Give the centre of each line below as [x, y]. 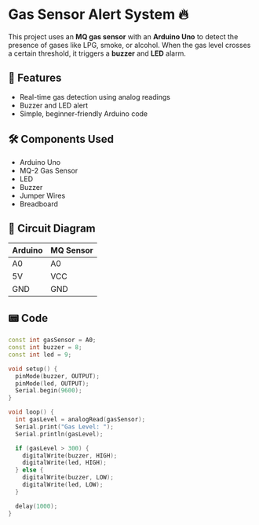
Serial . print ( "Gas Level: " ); [64, 427]
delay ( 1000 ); [36, 506]
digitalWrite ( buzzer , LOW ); [68, 478]
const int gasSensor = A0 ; [52, 340]
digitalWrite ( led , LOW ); [63, 485]
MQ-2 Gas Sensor [49, 170]
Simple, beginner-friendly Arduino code [84, 113]
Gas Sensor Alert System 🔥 [98, 15]
